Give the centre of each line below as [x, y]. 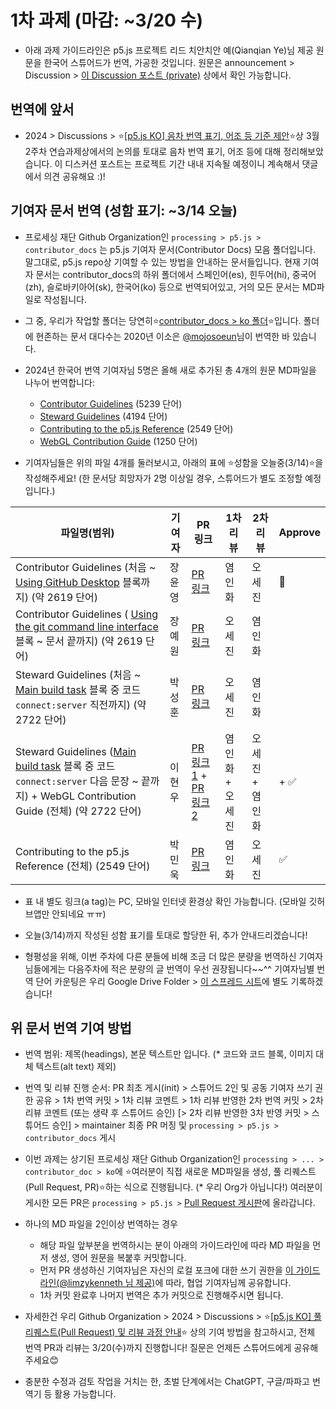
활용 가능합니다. [85, 1394]
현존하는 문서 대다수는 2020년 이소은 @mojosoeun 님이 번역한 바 [162, 336]
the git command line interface [87, 626]
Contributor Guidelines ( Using [86, 614]
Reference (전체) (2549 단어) [83, 866]
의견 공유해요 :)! [74, 176]
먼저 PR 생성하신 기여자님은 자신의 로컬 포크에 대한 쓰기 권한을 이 [166, 1270]
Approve [299, 532]
